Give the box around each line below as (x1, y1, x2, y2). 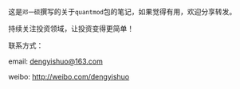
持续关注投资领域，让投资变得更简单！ (8, 24, 134, 33)
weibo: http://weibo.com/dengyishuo (8, 72, 130, 81)
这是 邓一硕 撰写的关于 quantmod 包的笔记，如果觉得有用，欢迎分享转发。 (8, 7, 237, 16)
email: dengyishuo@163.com (8, 56, 104, 66)
